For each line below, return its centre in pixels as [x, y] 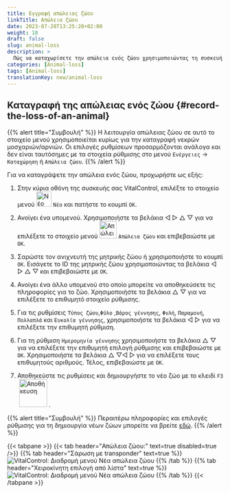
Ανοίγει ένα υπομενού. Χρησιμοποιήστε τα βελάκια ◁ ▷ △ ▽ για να [115, 218]
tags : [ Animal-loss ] [37, 71]
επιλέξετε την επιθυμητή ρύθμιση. [66, 328]
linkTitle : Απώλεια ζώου [43, 20]
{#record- [198, 105]
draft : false [26, 39]
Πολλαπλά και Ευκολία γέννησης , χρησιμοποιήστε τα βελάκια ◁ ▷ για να [118, 320]
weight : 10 [23, 33]
